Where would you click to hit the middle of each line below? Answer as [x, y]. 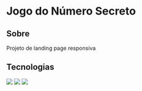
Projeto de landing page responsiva [51, 48]
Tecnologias [30, 67]
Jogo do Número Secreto [71, 11]
